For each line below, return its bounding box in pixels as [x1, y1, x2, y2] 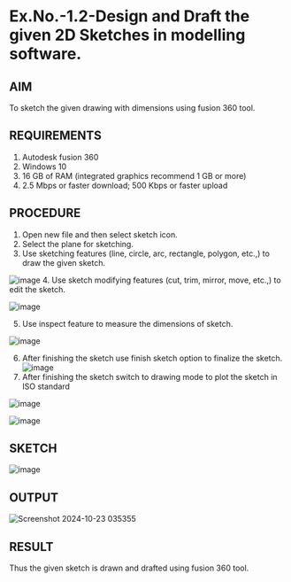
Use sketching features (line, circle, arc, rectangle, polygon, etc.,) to [21, 248, 270, 259]
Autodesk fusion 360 [21, 151, 99, 162]
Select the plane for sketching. [21, 238, 134, 249]
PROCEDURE [9, 206, 81, 221]
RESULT [9, 539, 54, 555]
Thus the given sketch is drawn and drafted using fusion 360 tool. [9, 563, 249, 573]
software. [9, 44, 82, 64]
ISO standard [21, 381, 71, 392]
